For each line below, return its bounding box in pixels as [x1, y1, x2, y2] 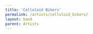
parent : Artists [5, 21, 39, 26]
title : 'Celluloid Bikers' [5, 7, 61, 12]
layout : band [5, 16, 32, 21]
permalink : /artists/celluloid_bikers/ [5, 12, 88, 17]
